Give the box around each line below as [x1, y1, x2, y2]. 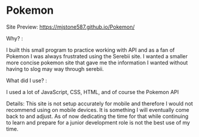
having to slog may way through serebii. [6, 65, 104, 72]
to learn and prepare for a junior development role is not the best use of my [6, 119, 190, 126]
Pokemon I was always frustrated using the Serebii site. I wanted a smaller [6, 52, 188, 60]
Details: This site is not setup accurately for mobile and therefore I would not [6, 99, 193, 107]
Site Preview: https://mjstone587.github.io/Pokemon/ [6, 23, 135, 30]
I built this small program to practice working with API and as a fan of [6, 46, 175, 54]
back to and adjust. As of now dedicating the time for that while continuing [6, 113, 189, 120]
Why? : [6, 35, 23, 42]
